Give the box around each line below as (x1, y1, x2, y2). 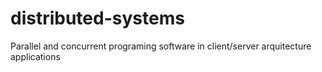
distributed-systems (10, 7, 185, 30)
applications (10, 50, 61, 62)
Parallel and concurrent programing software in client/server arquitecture (10, 40, 312, 52)
